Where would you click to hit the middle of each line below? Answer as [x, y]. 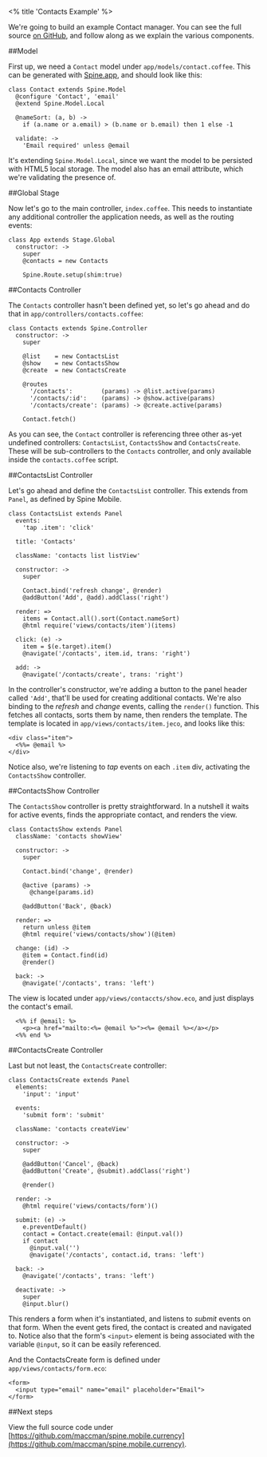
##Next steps [31, 1411]
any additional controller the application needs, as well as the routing [121, 217]
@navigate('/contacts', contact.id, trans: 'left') [117, 1255]
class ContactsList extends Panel [66, 514]
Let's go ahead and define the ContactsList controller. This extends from [128, 490]
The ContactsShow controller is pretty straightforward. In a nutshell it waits [129, 806]
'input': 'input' [51, 1094]
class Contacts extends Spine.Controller [78, 328]
